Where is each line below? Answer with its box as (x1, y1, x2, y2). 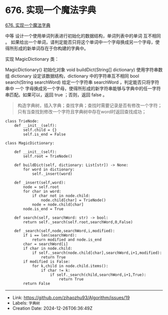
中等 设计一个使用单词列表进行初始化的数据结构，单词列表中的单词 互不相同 (5, 33, 161, 39)
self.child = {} (23, 127, 57, 132)
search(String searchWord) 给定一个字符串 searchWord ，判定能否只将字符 (5, 79, 159, 85)
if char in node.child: (23, 246, 72, 251)
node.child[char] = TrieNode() (40, 198, 106, 203)
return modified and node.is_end (31, 237, 101, 242)
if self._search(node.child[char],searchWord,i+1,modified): (31, 250, 162, 255)
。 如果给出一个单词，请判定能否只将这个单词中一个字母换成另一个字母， (5, 39, 155, 45)
